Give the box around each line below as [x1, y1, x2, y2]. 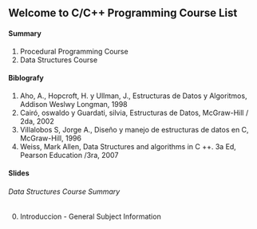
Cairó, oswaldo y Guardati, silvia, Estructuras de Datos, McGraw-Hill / [19, 108, 249, 117]
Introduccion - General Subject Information [19, 211, 161, 221]
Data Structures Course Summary [8, 187, 121, 196]
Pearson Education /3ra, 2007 [19, 150, 119, 160]
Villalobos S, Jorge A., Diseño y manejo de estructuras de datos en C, [19, 124, 249, 134]
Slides [8, 168, 30, 178]
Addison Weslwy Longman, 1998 [19, 99, 128, 109]
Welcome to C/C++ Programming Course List [8, 6, 238, 20]
